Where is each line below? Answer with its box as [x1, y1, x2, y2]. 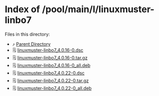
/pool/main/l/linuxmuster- [42, 4, 155, 15]
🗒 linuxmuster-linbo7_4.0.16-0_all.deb [12, 62, 91, 68]
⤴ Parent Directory [12, 41, 51, 47]
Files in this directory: [5, 31, 50, 37]
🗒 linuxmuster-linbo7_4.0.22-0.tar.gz [12, 77, 89, 83]
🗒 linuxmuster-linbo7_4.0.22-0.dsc [12, 70, 85, 76]
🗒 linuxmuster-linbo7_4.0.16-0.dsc [12, 47, 84, 53]
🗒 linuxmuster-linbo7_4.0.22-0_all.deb [12, 85, 92, 91]
